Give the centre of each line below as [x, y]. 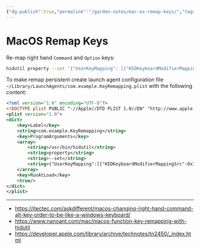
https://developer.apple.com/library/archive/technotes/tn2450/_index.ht [103, 234]
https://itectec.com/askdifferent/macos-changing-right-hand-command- [104, 209]
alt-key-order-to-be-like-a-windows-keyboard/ [73, 215]
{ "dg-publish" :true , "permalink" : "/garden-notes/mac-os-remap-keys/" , [94, 12]
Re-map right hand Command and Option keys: [60, 58]
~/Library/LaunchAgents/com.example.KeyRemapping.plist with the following [99, 86]
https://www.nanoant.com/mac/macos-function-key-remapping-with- [101, 221]
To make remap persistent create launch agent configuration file [85, 80]
